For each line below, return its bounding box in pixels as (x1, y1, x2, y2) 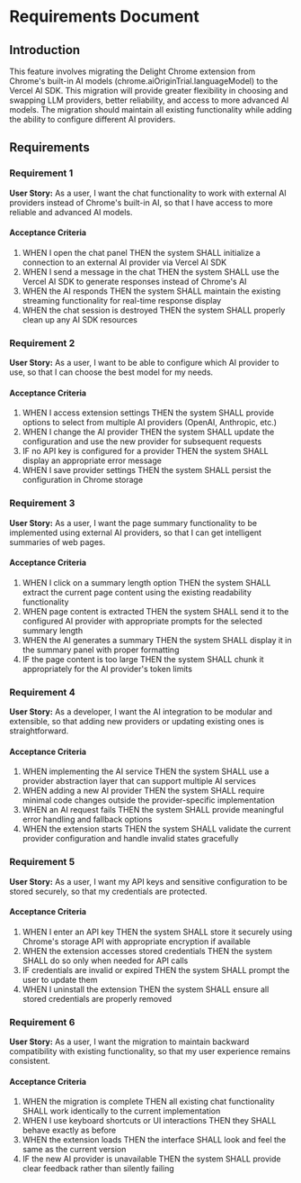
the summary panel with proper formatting (22, 644, 180, 655)
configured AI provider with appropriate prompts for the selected (22, 615, 262, 626)
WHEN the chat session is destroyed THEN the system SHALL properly (22, 305, 286, 315)
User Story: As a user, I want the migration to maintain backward (9, 1036, 250, 1047)
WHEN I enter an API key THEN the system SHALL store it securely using (22, 926, 293, 937)
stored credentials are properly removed (22, 993, 173, 1004)
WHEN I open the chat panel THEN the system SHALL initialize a (22, 247, 261, 258)
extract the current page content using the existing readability (22, 587, 252, 597)
